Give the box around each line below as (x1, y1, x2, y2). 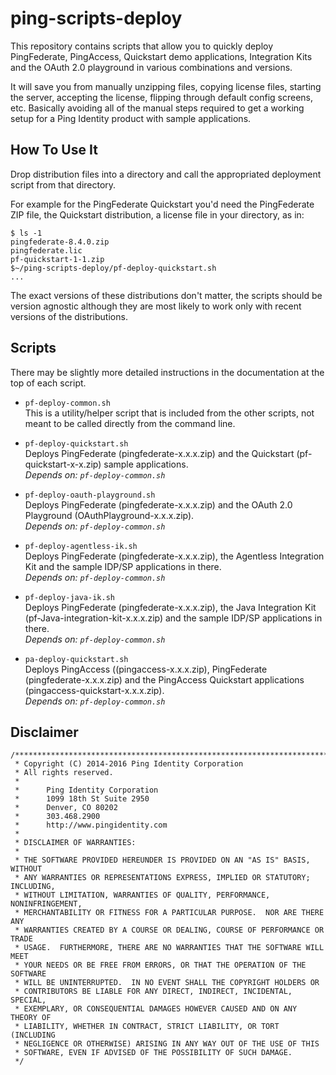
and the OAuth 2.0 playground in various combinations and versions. (10, 61, 293, 73)
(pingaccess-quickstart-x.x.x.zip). (24, 684, 165, 696)
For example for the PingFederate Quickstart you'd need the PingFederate (10, 198, 315, 210)
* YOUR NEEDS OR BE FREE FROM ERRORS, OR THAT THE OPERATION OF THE (14, 960, 307, 971)
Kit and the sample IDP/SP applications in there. (24, 560, 222, 572)
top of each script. (10, 377, 87, 389)
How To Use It (10, 142, 98, 159)
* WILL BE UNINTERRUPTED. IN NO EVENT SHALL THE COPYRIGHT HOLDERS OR (14, 978, 320, 988)
